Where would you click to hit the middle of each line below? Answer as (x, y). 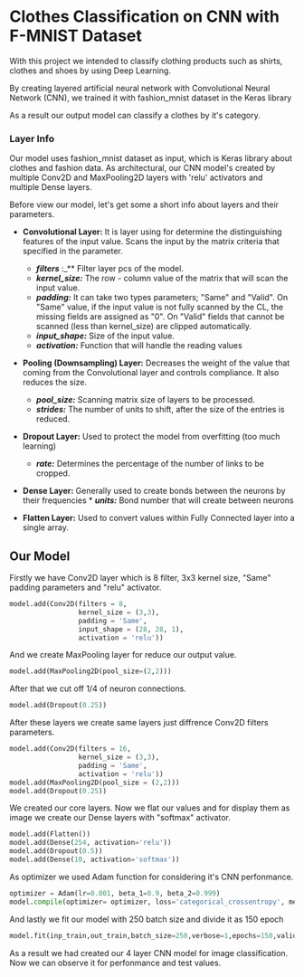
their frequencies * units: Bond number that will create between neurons (158, 500)
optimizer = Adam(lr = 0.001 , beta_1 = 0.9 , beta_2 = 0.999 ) (115, 893)
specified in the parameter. (73, 251)
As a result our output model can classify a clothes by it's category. (135, 115)
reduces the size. (55, 383)
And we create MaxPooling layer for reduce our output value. (123, 655)
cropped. (53, 473)
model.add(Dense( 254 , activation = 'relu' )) (90, 843)
